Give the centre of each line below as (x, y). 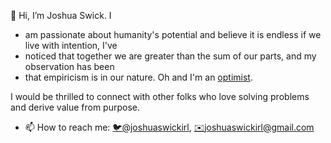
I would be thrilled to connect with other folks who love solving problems (160, 96)
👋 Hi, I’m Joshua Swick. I (61, 15)
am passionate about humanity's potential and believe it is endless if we (173, 34)
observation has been (69, 66)
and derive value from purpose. (75, 107)
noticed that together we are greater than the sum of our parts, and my (170, 56)
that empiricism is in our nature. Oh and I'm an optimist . (138, 77)
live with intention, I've (71, 45)
